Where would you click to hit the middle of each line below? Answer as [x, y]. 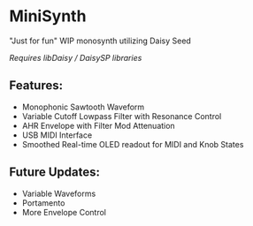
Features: [36, 86]
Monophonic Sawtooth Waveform [83, 107]
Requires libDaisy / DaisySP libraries [76, 57]
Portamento [43, 203]
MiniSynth [48, 16]
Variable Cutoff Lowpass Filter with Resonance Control [122, 116]
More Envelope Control [64, 212]
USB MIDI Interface [57, 135]
